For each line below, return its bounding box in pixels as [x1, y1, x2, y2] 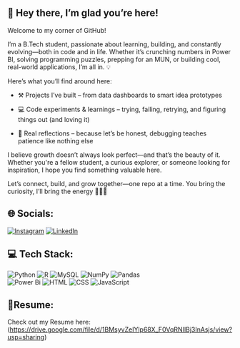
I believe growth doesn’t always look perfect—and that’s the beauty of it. [7, 150, 221, 159]
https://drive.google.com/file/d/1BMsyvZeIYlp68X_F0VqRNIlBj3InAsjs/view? [9, 325, 233, 334]
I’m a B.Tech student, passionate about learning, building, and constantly [7, 40, 221, 48]
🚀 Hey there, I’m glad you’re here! [7, 7, 159, 19]
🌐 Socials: [7, 208, 54, 220]
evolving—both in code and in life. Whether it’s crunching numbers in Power [7, 47, 231, 56]
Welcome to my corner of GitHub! [7, 26, 106, 34]
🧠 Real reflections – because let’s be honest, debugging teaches [17, 129, 207, 138]
